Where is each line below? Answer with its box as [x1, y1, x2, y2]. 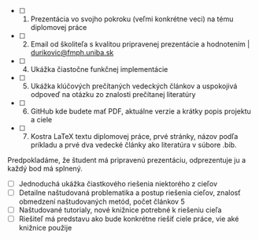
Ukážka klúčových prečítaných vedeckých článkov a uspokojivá [30, 81, 238, 91]
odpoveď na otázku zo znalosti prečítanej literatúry [30, 90, 196, 99]
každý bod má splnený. [7, 164, 83, 173]
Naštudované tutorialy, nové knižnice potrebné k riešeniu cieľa [18, 205, 222, 215]
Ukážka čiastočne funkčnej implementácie [30, 65, 168, 73]
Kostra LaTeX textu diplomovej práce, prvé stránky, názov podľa [30, 132, 239, 141]
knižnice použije [18, 223, 72, 233]
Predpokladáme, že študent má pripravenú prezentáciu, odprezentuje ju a [7, 156, 246, 164]
